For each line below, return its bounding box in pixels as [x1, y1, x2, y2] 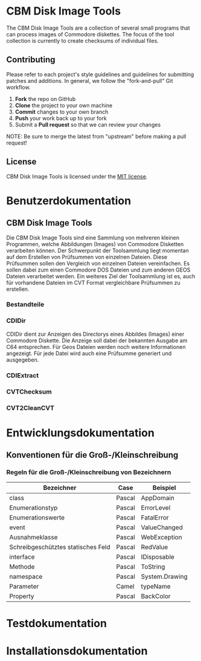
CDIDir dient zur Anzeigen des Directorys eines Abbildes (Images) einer [6, 330, 185, 337]
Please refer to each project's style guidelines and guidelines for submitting [6, 71, 194, 78]
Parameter [9, 582, 39, 591]
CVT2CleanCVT [6, 403, 54, 412]
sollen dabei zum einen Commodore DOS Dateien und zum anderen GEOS [6, 266, 191, 273]
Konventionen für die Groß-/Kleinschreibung [6, 450, 179, 460]
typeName [141, 582, 171, 591]
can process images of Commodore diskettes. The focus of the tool [6, 30, 174, 37]
